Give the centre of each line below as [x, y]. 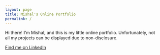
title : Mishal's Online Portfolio [41, 14]
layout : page [18, 10]
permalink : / [18, 19]
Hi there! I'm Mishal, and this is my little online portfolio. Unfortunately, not [80, 33]
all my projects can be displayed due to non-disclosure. [62, 38]
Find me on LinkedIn [26, 48]
